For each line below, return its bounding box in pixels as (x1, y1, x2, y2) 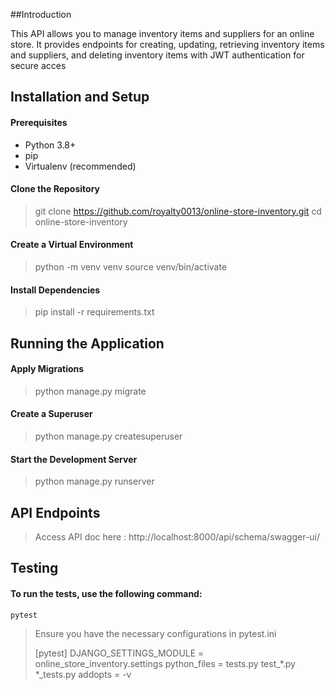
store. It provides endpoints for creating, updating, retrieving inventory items (10, 39, 325, 50)
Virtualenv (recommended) (24, 160, 137, 172)
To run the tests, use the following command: (10, 588, 203, 599)
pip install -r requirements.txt (34, 306, 155, 318)
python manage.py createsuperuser (34, 430, 183, 442)
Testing (10, 560, 59, 577)
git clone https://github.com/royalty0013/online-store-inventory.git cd (34, 205, 322, 217)
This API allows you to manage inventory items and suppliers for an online (10, 28, 315, 39)
